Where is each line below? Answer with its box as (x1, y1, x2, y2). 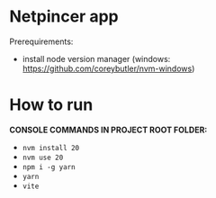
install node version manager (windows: (22, 53, 171, 64)
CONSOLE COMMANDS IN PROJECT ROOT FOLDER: (9, 124, 208, 135)
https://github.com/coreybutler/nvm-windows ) (22, 63, 195, 74)
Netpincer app (9, 6, 119, 27)
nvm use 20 (22, 153, 64, 162)
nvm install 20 (22, 143, 80, 152)
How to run (9, 94, 94, 115)
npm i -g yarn (22, 162, 76, 172)
